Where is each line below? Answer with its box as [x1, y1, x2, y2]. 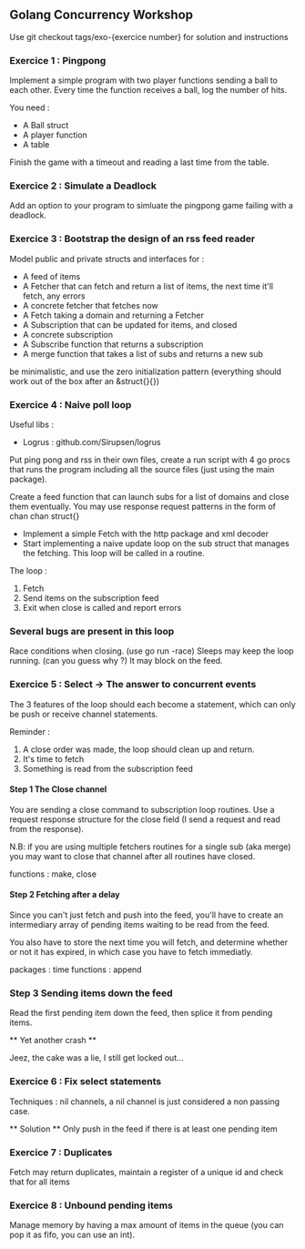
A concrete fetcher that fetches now [22, 300, 159, 310]
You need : [9, 102, 50, 113]
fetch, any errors [22, 290, 86, 301]
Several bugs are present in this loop [9, 624, 175, 637]
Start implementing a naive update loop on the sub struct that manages [22, 538, 290, 549]
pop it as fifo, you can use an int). [9, 1229, 135, 1241]
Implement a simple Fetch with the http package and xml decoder [22, 528, 269, 539]
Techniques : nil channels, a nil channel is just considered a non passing [9, 1096, 280, 1107]
